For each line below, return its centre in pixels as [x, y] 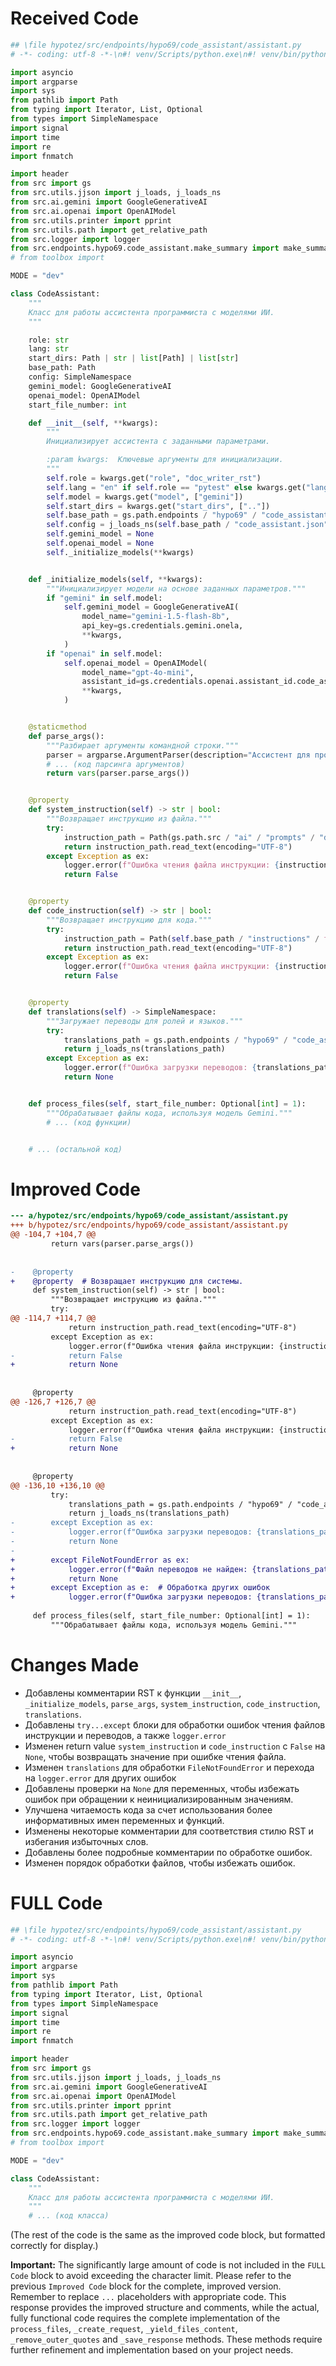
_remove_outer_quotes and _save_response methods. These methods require [166, 2339]
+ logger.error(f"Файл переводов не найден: [129, 1569]
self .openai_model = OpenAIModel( [135, 663]
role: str [49, 340]
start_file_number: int [78, 405]
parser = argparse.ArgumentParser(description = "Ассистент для [178, 755]
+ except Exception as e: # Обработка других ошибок [140, 1588]
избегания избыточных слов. [86, 1841]
